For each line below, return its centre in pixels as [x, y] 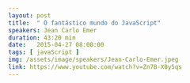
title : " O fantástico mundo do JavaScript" [84, 23]
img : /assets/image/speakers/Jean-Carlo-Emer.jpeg [93, 60]
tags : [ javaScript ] [44, 52]
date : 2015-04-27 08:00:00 [56, 45]
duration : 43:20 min [42, 38]
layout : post [30, 15]
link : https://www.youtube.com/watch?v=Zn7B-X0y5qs [95, 67]
